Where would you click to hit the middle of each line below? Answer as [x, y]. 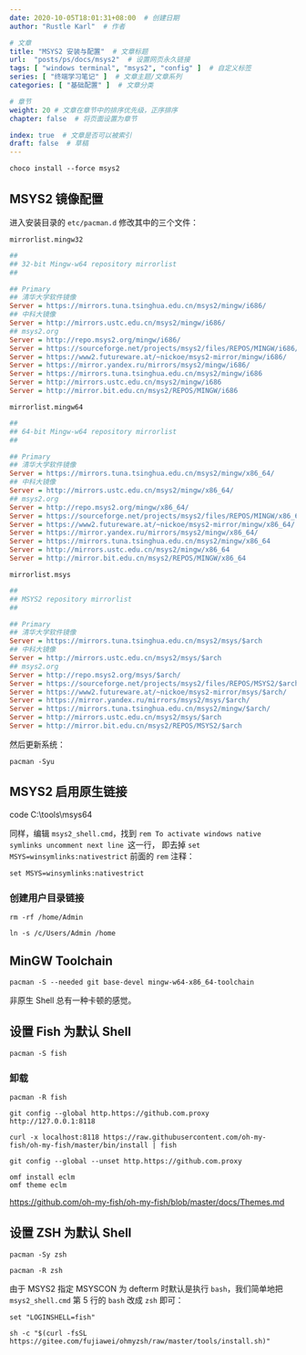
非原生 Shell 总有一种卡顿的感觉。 [73, 1000]
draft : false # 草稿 [49, 144]
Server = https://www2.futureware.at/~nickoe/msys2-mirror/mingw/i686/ [148, 357]
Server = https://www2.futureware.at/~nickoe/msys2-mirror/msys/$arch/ [148, 692]
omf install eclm [42, 1177]
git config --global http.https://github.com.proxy [109, 1113]
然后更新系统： [37, 744]
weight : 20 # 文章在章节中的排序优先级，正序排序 [94, 110]
